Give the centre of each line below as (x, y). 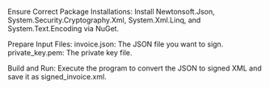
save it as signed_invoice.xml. (57, 77)
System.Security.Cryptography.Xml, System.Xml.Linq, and (104, 20)
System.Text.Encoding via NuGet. (63, 28)
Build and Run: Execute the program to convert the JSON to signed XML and (135, 68)
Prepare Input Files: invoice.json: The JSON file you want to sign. (116, 44)
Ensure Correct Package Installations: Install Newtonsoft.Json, (111, 12)
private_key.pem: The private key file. (70, 53)
